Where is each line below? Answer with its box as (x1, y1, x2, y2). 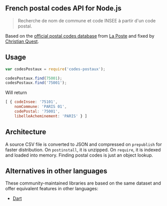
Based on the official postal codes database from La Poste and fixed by (5, 33, 155, 39)
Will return (5, 90, 27, 96)
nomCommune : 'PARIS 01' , (14, 104, 67, 109)
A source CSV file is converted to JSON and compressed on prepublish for (5, 141, 162, 147)
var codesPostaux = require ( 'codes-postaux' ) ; (5, 66, 106, 72)
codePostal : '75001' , (14, 109, 60, 114)
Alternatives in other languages (5, 166, 108, 175)
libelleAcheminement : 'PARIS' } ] (14, 113, 87, 119)
